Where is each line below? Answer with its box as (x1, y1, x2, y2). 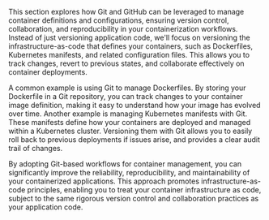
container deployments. (8, 67, 88, 76)
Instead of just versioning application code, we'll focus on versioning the (8, 32, 250, 42)
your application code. (8, 202, 83, 212)
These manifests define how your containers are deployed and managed (8, 118, 251, 127)
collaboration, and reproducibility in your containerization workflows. (8, 24, 238, 33)
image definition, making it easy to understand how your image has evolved (8, 101, 261, 110)
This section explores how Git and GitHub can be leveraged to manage (8, 7, 245, 16)
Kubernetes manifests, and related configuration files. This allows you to (8, 50, 250, 59)
